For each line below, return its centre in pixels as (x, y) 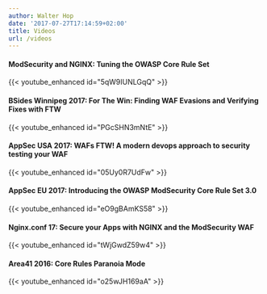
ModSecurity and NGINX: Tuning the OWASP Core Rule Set (109, 64)
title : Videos (32, 31)
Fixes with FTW (35, 109)
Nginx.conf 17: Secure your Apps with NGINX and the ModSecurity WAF (131, 227)
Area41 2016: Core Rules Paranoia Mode (77, 263)
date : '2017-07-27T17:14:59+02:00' (68, 23)
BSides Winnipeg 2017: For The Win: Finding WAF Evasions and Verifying (134, 101)
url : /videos (30, 38)
